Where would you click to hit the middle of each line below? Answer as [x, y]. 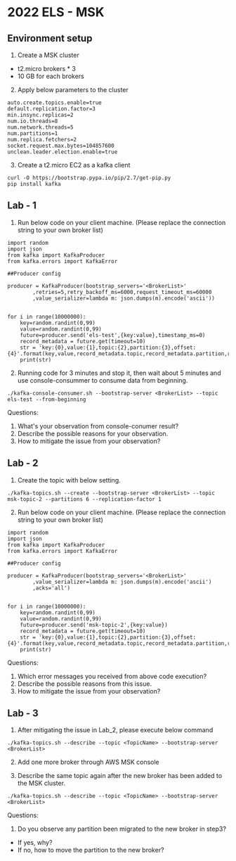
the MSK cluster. [41, 783]
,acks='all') [52, 588]
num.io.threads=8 [33, 121]
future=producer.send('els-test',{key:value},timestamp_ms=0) [113, 335]
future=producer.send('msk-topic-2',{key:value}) [94, 625]
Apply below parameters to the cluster [73, 90]
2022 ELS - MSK [56, 12]
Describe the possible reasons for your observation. [93, 433]
